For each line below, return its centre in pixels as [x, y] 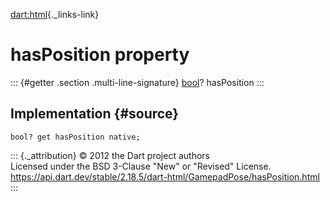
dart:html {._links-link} [55, 14]
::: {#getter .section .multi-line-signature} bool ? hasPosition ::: [137, 82]
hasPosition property [100, 55]
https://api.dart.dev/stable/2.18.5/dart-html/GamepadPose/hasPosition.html [165, 176]
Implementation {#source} [95, 114]
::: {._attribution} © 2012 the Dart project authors [110, 155]
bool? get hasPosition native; [75, 137]
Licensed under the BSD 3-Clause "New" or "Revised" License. [141, 166]
